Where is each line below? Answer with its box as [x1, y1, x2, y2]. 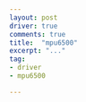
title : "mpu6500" [9, 38, 78, 47]
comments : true [9, 30, 66, 38]
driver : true [9, 21, 58, 30]
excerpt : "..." [9, 47, 66, 55]
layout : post [9, 13, 58, 22]
